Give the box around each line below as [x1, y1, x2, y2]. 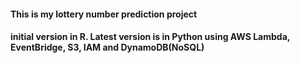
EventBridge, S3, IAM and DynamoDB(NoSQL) [10, 41, 205, 54]
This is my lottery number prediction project [10, 8, 198, 20]
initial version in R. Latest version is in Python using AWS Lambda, [10, 31, 291, 43]
